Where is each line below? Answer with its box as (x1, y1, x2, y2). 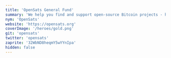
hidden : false (5, 45, 36, 50)
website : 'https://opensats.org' (5, 21, 76, 27)
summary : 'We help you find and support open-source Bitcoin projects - (5, 12, 163, 17)
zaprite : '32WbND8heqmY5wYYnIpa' (5, 40, 76, 45)
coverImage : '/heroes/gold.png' (5, 26, 74, 31)
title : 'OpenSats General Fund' (5, 7, 74, 13)
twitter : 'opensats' (5, 36, 49, 41)
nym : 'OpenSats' (5, 17, 40, 22)
